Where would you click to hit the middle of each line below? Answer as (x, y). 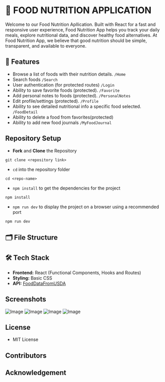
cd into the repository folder (41, 169)
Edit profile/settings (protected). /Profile (56, 101)
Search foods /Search (35, 79)
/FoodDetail (25, 112)
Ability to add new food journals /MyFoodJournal (62, 122)
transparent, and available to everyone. (46, 46)
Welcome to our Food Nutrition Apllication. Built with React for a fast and (80, 24)
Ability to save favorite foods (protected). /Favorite (66, 90)
